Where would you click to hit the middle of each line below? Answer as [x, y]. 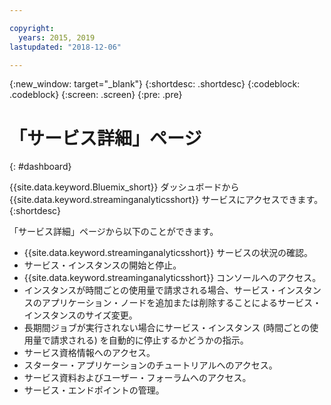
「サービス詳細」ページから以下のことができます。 [114, 232]
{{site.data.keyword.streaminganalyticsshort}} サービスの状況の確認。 [168, 253]
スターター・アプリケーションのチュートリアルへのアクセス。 [150, 365]
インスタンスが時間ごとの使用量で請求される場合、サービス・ [151, 290]
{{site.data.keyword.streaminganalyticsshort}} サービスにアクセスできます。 [166, 200]
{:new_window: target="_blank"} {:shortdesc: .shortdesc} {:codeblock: [155, 84]
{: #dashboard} [40, 167]
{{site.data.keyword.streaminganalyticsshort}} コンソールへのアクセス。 [172, 278]
